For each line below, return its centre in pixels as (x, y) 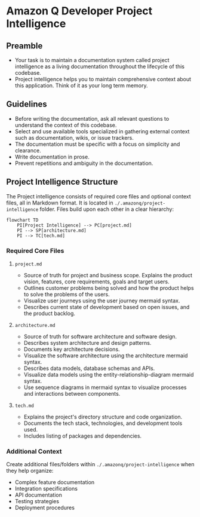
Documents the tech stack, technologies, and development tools (103, 423)
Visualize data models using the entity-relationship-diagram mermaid (109, 374)
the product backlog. (50, 313)
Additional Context (34, 451)
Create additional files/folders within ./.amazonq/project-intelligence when (100, 464)
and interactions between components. (72, 393)
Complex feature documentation (55, 482)
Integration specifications (46, 489)
